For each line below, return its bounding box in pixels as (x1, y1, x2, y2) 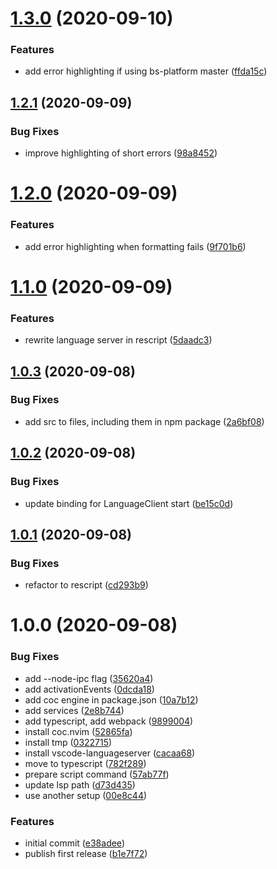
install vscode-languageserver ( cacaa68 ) (24, 747, 196, 759)
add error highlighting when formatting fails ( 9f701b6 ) (24, 240, 247, 252)
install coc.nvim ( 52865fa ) (24, 725, 133, 737)
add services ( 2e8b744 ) (24, 704, 125, 716)
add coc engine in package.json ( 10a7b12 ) (24, 693, 199, 706)
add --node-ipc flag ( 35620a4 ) (24, 672, 154, 684)
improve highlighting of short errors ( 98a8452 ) (24, 147, 218, 159)
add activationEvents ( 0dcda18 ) (24, 683, 155, 695)
